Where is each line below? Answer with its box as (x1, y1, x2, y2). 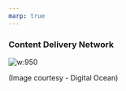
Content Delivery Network (8, 38, 114, 50)
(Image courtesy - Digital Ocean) (8, 72, 119, 82)
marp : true (8, 11, 46, 20)
